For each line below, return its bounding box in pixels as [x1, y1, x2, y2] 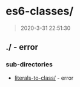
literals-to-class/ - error [14, 74, 74, 82]
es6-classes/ [5, 4, 74, 18]
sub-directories [5, 60, 53, 69]
